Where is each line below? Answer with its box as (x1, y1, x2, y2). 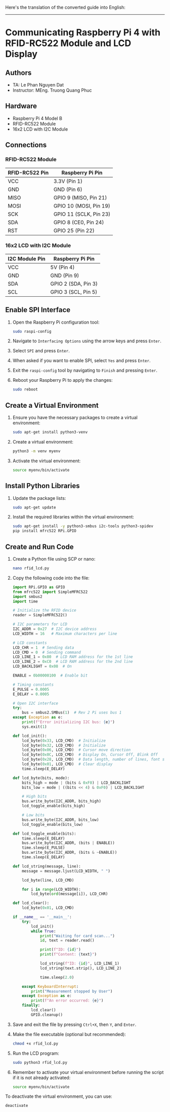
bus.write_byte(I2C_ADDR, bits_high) (22, 799, 101, 804)
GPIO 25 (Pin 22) (53, 227, 95, 234)
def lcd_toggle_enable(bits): (12, 831, 77, 836)
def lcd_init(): (12, 733, 47, 738)
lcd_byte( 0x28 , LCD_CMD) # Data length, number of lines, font (22, 757, 160, 762)
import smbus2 (12, 594, 42, 599)
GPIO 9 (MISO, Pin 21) (53, 194, 107, 201)
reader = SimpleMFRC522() (12, 613, 67, 618)
